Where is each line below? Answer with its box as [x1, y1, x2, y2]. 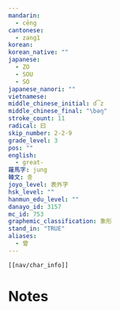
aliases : [8, 232, 37, 240]
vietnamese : [8, 93, 47, 100]
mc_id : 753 [8, 210, 44, 218]
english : [8, 151, 37, 159]
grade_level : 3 [8, 136, 58, 145]
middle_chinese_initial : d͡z [8, 100, 104, 108]
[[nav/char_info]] [8, 261, 69, 269]
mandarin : [8, 11, 41, 20]
